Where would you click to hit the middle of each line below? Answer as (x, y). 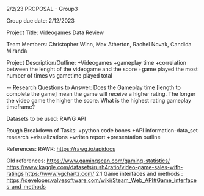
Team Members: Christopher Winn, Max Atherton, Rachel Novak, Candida (99, 44)
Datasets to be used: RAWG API (46, 119)
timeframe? (21, 107)
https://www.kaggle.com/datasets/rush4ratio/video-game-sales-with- (95, 167)
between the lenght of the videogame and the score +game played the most (102, 69)
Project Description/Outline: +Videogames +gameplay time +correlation (96, 63)
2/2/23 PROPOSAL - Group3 (42, 9)
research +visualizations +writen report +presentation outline (83, 137)
